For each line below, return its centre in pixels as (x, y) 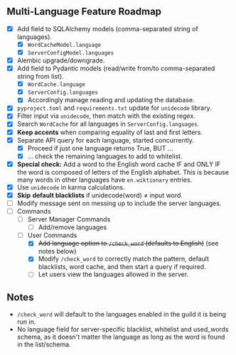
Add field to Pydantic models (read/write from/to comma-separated (116, 69)
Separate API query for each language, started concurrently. (106, 140)
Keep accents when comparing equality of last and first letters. (110, 132)
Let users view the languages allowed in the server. (113, 274)
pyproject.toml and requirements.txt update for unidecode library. (114, 108)
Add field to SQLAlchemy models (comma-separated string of (107, 28)
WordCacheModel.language (64, 45)
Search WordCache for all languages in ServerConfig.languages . (108, 124)
